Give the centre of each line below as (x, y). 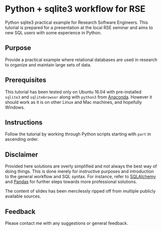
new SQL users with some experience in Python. (53, 33)
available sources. (23, 196)
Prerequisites (26, 80)
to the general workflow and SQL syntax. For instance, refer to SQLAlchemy (81, 177)
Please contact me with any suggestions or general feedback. (66, 223)
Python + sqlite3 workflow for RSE (75, 9)
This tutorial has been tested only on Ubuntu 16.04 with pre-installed (73, 92)
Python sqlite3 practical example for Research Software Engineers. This (77, 22)
